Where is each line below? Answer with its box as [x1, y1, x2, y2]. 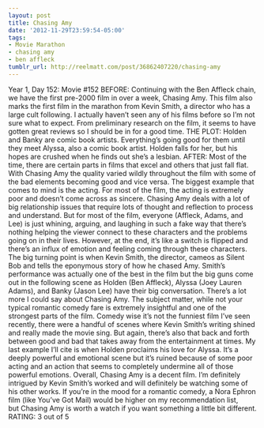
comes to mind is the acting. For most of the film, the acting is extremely [8, 185, 243, 194]
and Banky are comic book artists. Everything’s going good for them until [8, 135, 246, 145]
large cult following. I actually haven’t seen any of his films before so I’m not [8, 110, 255, 119]
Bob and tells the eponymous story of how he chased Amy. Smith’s [8, 261, 226, 270]
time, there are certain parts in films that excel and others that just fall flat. [8, 160, 249, 170]
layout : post [8, 11, 51, 20]
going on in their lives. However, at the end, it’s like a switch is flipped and [8, 235, 248, 245]
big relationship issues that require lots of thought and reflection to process [8, 202, 254, 212]
